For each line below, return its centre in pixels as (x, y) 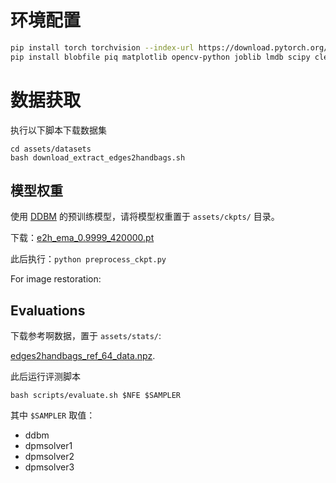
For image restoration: (56, 279)
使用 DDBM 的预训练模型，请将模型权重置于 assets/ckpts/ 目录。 (145, 217)
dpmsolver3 (49, 467)
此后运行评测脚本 (45, 377)
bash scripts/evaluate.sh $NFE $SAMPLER (96, 396)
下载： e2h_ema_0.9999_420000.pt (82, 238)
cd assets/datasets (51, 149)
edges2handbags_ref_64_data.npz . (83, 356)
